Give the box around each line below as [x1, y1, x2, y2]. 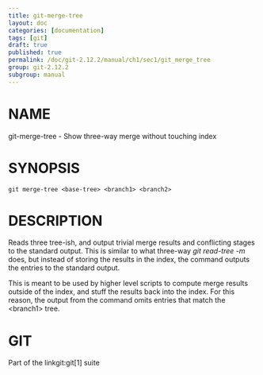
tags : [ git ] [8, 33, 48, 42]
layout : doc [8, 19, 48, 27]
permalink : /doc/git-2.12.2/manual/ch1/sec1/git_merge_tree [8, 56, 212, 64]
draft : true [8, 41, 48, 49]
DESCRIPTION [8, 211, 103, 230]
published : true [8, 48, 62, 56]
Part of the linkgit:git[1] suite [8, 358, 101, 368]
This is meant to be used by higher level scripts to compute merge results [8, 279, 248, 288]
